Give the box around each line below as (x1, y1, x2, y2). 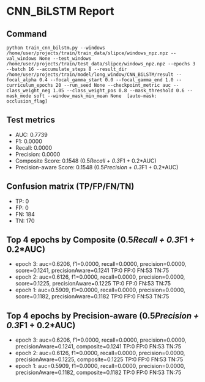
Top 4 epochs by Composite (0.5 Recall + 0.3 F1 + (6, 235, 195, 245)
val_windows (6, 56, 37, 62)
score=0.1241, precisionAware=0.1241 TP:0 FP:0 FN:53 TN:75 (15, 267, 170, 274)
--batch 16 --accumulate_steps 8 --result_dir (6, 66, 127, 72)
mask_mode (6, 93, 32, 99)
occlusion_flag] (6, 98, 48, 105)
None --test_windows (39, 56, 92, 62)
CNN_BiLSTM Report (6, 4, 114, 18)
